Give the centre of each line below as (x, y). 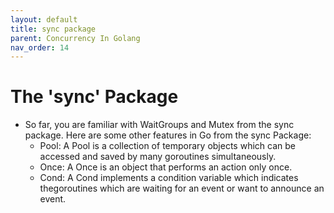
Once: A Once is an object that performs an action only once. (166, 167)
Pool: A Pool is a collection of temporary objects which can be (167, 146)
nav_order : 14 (40, 47)
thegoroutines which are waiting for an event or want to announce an (182, 188)
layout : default (44, 19)
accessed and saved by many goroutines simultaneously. (158, 157)
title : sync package (53, 29)
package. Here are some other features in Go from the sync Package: (168, 135)
